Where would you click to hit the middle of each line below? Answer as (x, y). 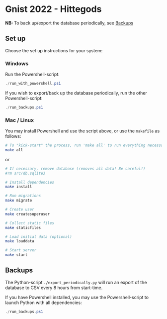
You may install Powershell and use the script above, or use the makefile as (83, 131)
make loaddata (20, 241)
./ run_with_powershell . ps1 (33, 84)
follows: (13, 136)
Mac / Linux (20, 120)
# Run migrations (23, 196)
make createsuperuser (28, 214)
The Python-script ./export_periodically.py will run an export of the (76, 282)
